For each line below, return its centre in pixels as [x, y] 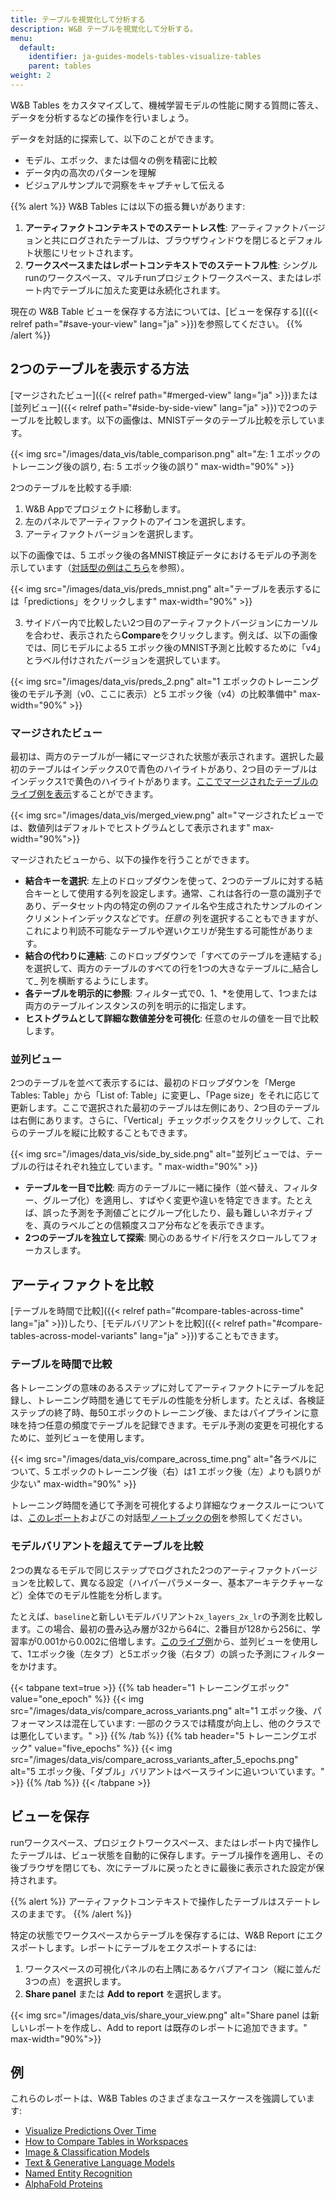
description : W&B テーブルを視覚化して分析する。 [104, 29]
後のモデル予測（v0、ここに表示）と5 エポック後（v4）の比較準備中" [154, 693]
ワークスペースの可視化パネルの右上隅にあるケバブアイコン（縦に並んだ [173, 1968]
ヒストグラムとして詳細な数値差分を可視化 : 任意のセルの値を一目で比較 [171, 1018]
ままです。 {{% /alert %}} [80, 1913]
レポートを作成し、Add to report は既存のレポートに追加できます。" [167, 2027]
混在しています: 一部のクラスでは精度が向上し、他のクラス [192, 1723]
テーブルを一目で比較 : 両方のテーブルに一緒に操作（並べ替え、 [154, 1188]
